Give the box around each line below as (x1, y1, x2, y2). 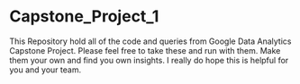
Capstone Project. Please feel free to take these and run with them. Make (9, 45, 281, 55)
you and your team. (9, 64, 82, 75)
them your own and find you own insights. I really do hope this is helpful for (9, 55, 289, 65)
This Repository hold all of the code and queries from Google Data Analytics (9, 36, 292, 46)
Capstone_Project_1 (9, 6, 159, 27)
